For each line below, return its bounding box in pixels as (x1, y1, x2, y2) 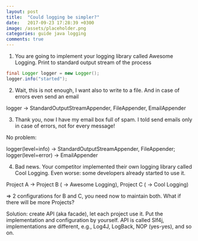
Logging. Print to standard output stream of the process (14, 59, 152, 66)
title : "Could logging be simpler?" (6, 14, 100, 20)
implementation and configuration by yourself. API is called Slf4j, (6, 216, 165, 223)
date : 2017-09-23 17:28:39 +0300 (6, 20, 95, 26)
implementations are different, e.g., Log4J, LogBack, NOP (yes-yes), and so (6, 223, 192, 230)
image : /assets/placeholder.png (6, 25, 86, 31)
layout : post (6, 8, 39, 15)
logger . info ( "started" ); (6, 75, 68, 82)
